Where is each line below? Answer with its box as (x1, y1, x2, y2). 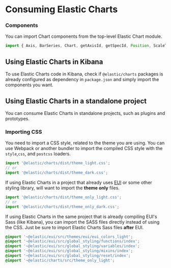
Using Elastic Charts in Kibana (5, 57, 103, 66)
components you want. (5, 82, 53, 88)
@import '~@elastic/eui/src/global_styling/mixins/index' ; (5, 249, 133, 254)
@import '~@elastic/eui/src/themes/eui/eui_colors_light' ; (5, 234, 133, 239)
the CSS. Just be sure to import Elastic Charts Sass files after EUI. (5, 224, 144, 230)
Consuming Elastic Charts (5, 4, 118, 15)
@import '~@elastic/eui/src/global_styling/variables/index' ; (5, 243, 140, 249)
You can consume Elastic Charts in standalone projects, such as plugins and (5, 110, 165, 116)
